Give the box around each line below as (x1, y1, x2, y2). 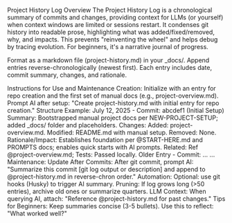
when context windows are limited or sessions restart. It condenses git (7, 21, 209, 28)
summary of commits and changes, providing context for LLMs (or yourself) (7, 13, 224, 21)
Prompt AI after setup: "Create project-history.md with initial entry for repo (7, 99, 220, 107)
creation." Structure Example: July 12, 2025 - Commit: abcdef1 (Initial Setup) (7, 107, 225, 114)
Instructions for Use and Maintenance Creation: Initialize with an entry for (7, 84, 216, 92)
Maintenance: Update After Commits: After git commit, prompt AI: (7, 158, 194, 166)
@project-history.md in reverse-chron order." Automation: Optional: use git (7, 172, 220, 181)
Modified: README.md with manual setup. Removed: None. (46, 128, 217, 136)
